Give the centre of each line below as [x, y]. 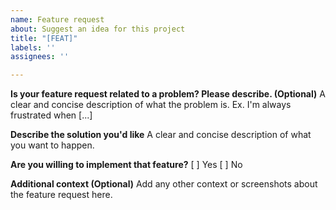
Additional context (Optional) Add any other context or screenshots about [164, 184]
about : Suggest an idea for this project [98, 29]
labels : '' [33, 47]
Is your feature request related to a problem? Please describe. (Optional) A [168, 94]
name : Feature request [57, 19]
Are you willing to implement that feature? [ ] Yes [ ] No [126, 165]
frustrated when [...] [51, 115]
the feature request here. [61, 195]
